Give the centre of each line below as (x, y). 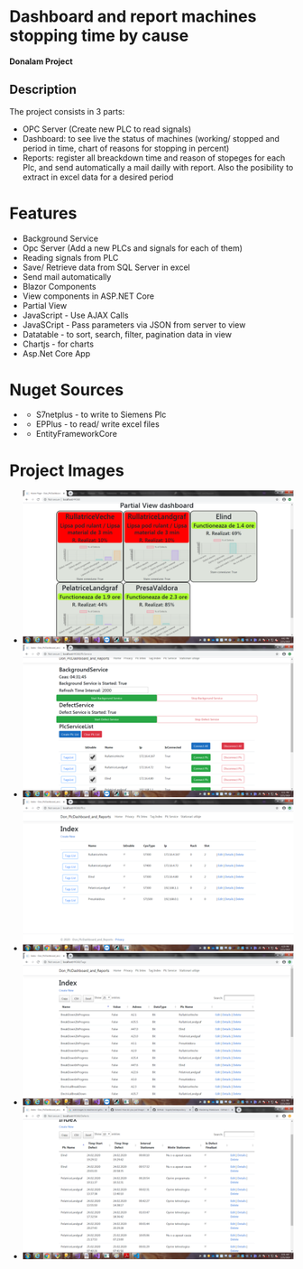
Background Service (60, 238)
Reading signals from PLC (70, 257)
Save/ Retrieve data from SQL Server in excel (106, 267)
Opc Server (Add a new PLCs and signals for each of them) (133, 248)
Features (43, 213)
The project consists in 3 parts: (67, 111)
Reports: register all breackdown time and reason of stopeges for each (154, 157)
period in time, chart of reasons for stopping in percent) (126, 148)
